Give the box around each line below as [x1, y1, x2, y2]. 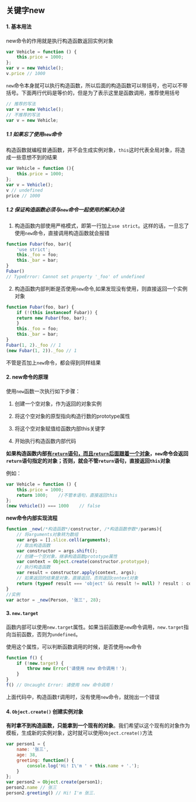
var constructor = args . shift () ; [16, 548, 98, 554]
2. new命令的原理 [6, 374, 48, 381]
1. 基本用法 [6, 23, 32, 30]
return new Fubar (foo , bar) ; [16, 315, 87, 321]
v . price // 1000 [6, 71, 45, 77]
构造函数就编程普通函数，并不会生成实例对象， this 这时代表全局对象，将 [6, 146, 180, 153]
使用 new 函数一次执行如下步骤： [6, 387, 80, 394]
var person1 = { [6, 741, 45, 747]
